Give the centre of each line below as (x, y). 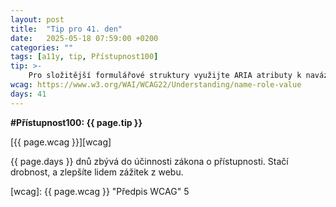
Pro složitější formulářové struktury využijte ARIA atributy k (165, 76)
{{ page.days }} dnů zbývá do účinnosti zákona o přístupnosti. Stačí (149, 161)
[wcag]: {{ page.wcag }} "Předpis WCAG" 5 (100, 191)
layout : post (37, 19)
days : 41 (28, 94)
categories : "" (42, 47)
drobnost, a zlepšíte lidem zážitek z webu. (97, 172)
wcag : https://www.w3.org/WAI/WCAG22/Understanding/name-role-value (156, 85)
